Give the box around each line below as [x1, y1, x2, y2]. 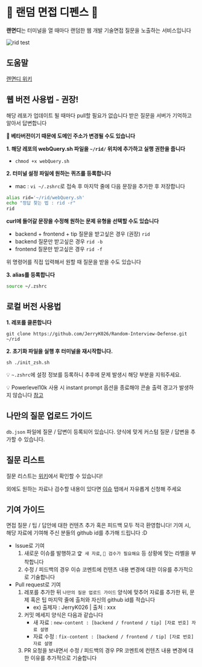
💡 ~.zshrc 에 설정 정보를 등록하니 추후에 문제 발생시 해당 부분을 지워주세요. [6, 370, 181, 378]
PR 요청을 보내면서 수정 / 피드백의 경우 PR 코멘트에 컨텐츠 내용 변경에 [24, 647, 188, 654]
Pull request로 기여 [14, 581, 62, 588]
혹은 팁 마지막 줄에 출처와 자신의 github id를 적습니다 [30, 596, 156, 603]
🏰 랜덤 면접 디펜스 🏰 [6, 5, 98, 19]
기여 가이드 [6, 504, 45, 514]
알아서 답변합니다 [6, 119, 47, 126]
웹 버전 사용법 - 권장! [6, 94, 79, 105]
